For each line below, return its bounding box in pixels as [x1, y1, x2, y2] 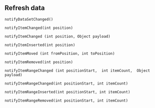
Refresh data [4, 4, 45, 12]
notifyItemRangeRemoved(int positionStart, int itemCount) [4, 98, 128, 103]
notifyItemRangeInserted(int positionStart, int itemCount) [4, 89, 131, 94]
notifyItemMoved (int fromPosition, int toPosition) [4, 51, 115, 56]
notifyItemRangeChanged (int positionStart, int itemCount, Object [4, 68, 151, 73]
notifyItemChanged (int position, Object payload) [4, 34, 111, 39]
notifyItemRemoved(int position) [4, 60, 73, 65]
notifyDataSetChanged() [4, 17, 54, 22]
